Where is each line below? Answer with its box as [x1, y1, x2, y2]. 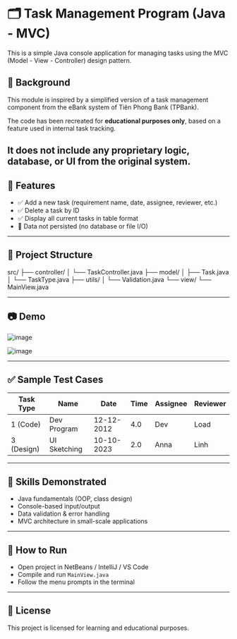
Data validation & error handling [17, 509, 110, 518]
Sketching [49, 444, 83, 454]
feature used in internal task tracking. [7, 124, 116, 133]
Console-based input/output [17, 502, 100, 511]
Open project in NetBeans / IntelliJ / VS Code [17, 563, 149, 571]
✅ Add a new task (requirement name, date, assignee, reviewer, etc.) [17, 198, 218, 207]
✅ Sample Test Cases [7, 373, 104, 385]
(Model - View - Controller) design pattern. [7, 56, 132, 64]
